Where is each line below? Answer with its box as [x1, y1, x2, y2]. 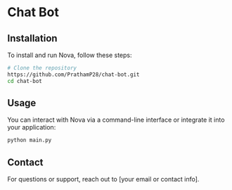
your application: [7, 123, 56, 132]
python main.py [7, 137, 52, 144]
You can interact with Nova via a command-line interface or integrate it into [7, 115, 225, 124]
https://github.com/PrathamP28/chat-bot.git [7, 71, 140, 78]
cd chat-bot [7, 77, 42, 84]
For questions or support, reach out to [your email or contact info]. [7, 175, 200, 184]
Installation [7, 32, 58, 44]
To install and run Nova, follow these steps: [7, 51, 132, 59]
